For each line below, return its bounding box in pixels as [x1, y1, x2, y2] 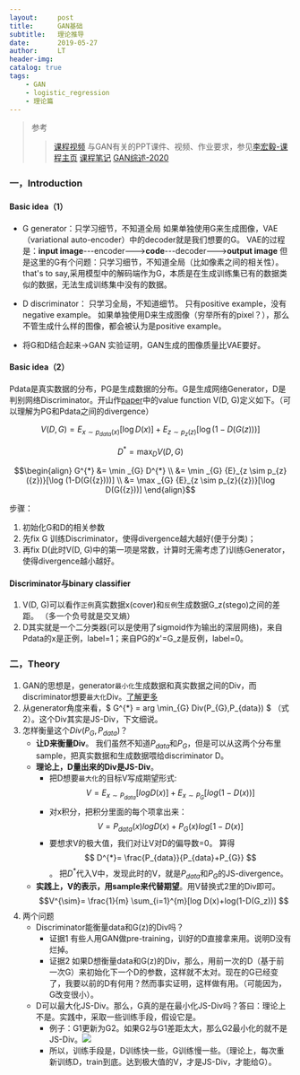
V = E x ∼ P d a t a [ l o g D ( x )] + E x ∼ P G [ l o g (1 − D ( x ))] [85, 787, 255, 801]
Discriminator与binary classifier [9, 578, 132, 589]
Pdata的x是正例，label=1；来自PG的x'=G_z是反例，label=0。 [21, 634, 249, 644]
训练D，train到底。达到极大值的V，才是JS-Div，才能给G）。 [56, 1056, 277, 1067]
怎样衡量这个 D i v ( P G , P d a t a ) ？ [21, 724, 128, 738]
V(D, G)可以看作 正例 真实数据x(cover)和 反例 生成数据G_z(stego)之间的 [21, 599, 273, 610]
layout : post [9, 13, 74, 22]
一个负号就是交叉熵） [56, 611, 135, 622]
